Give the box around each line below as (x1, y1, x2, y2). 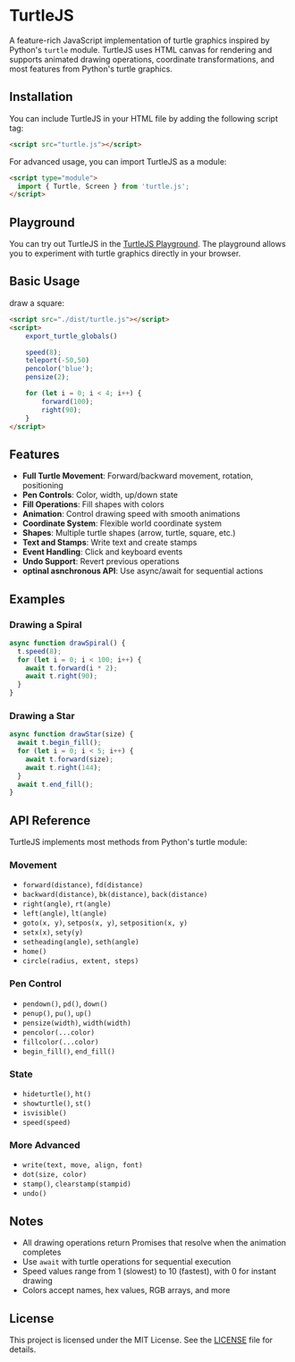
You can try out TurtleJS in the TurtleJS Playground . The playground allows (9, 239, 286, 250)
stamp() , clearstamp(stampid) (21, 1178, 131, 1189)
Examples (9, 591, 65, 606)
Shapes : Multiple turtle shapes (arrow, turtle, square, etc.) (21, 528, 236, 538)
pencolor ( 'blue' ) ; (25, 364, 94, 374)
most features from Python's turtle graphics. (9, 63, 173, 74)
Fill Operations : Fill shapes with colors (21, 499, 164, 510)
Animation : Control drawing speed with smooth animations (21, 509, 240, 520)
